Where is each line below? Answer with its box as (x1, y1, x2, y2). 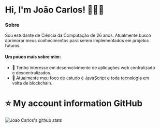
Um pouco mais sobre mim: (5, 54, 61, 60)
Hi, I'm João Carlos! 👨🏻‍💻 (5, 4, 104, 15)
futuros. (5, 43, 21, 49)
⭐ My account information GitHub (5, 98, 143, 109)
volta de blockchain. (12, 80, 53, 86)
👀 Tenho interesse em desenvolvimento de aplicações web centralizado (12, 65, 156, 71)
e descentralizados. (12, 70, 52, 75)
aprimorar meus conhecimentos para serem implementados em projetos (5, 38, 149, 43)
